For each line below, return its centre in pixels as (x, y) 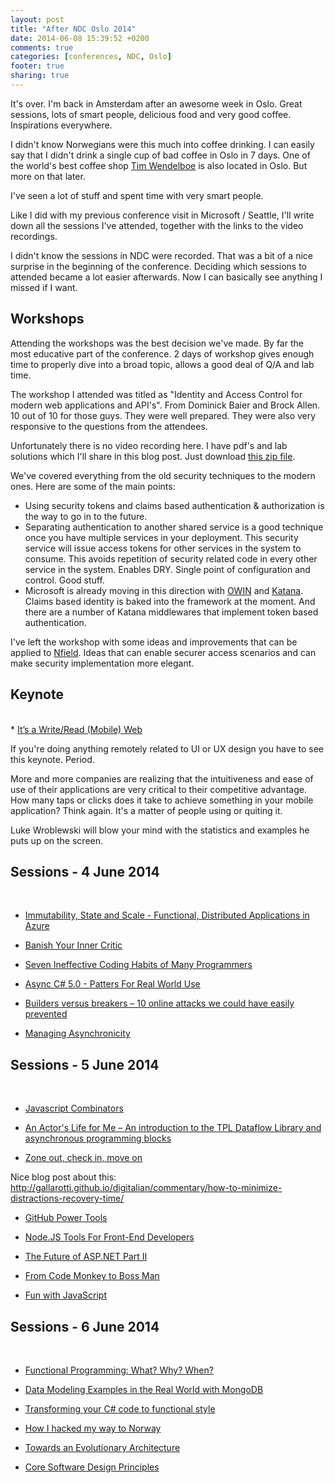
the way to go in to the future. (86, 516)
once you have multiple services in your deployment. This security (161, 537)
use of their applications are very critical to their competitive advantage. (158, 789)
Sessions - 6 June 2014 (85, 1326)
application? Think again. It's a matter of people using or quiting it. (146, 810)
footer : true (37, 66)
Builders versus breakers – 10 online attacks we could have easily (159, 1003)
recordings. (34, 236)
